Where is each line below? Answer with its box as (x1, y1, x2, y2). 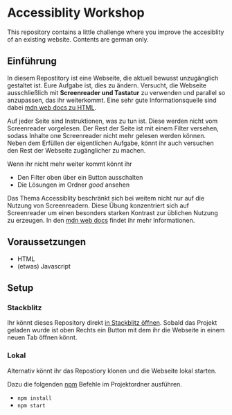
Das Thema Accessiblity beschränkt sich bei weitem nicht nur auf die (7, 194, 205, 202)
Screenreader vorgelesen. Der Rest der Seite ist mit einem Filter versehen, (7, 124, 220, 133)
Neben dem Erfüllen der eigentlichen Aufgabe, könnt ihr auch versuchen (7, 139, 214, 147)
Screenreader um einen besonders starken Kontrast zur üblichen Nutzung (7, 208, 218, 217)
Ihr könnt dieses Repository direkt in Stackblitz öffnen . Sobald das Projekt (7, 319, 217, 327)
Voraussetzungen (7, 236, 87, 248)
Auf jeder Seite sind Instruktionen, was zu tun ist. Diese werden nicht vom (7, 117, 218, 125)
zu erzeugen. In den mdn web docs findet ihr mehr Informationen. (7, 216, 195, 224)
